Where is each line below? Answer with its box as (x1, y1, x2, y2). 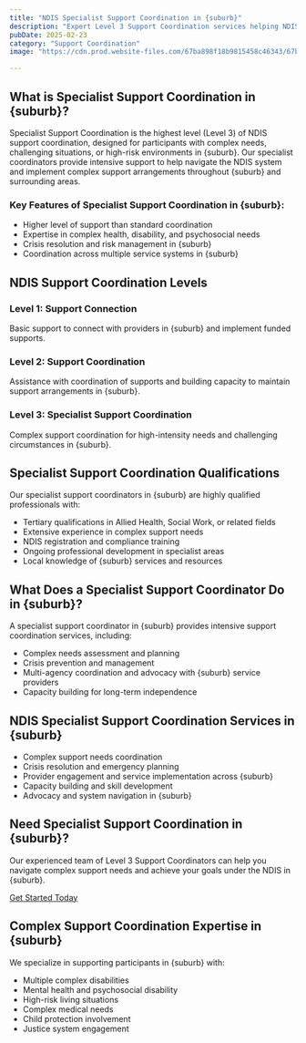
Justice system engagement (22, 1023, 129, 1034)
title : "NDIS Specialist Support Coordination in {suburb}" (9, 13, 243, 23)
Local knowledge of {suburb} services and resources (22, 555, 223, 566)
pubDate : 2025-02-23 (9, 30, 88, 39)
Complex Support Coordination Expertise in (9, 918, 262, 935)
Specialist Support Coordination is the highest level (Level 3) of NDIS (9, 127, 268, 138)
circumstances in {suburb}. (9, 439, 112, 449)
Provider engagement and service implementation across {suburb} (22, 770, 273, 781)
